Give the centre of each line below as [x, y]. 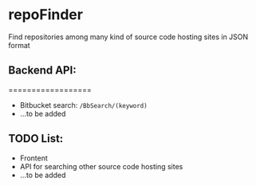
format [19, 45]
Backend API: [43, 71]
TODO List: [36, 139]
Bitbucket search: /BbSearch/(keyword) [83, 105]
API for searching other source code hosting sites [101, 166]
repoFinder [46, 15]
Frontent [33, 158]
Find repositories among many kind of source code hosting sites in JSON [128, 37]
